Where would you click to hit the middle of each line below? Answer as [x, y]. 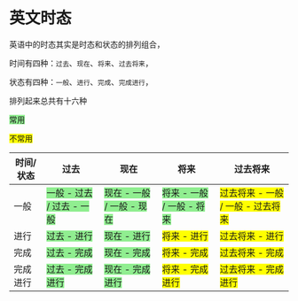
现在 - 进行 [127, 235]
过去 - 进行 [70, 235]
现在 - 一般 [127, 193]
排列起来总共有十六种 [48, 100]
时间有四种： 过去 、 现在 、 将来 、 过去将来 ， [81, 63]
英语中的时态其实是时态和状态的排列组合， [87, 44]
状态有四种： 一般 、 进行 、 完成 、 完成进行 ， [81, 81]
